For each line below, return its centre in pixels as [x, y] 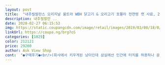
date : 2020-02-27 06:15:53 [33, 23]
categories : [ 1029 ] [25, 37]
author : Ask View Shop [28, 50]
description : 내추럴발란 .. [31, 19]
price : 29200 [18, 46]
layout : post [18, 10]
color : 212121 [20, 42]
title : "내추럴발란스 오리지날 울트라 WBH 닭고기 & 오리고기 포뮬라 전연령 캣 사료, [80, 14]
